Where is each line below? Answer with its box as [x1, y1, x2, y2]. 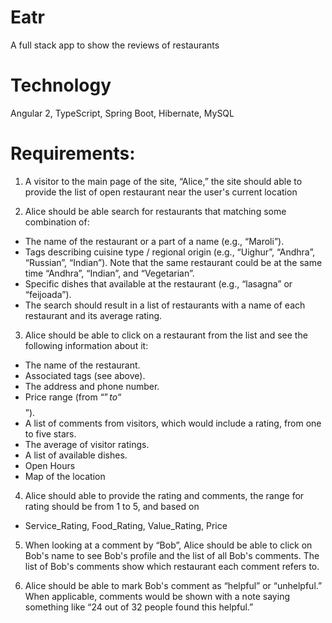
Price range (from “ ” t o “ [24, 391, 122, 403]
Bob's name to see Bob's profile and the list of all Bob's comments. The [24, 549, 320, 561]
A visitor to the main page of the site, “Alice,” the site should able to [24, 175, 303, 187]
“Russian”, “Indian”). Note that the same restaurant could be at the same [24, 256, 323, 268]
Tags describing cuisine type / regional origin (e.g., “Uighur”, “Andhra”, [24, 246, 316, 258]
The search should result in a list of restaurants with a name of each [24, 299, 306, 311]
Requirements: [10, 142, 136, 165]
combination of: [24, 216, 90, 228]
